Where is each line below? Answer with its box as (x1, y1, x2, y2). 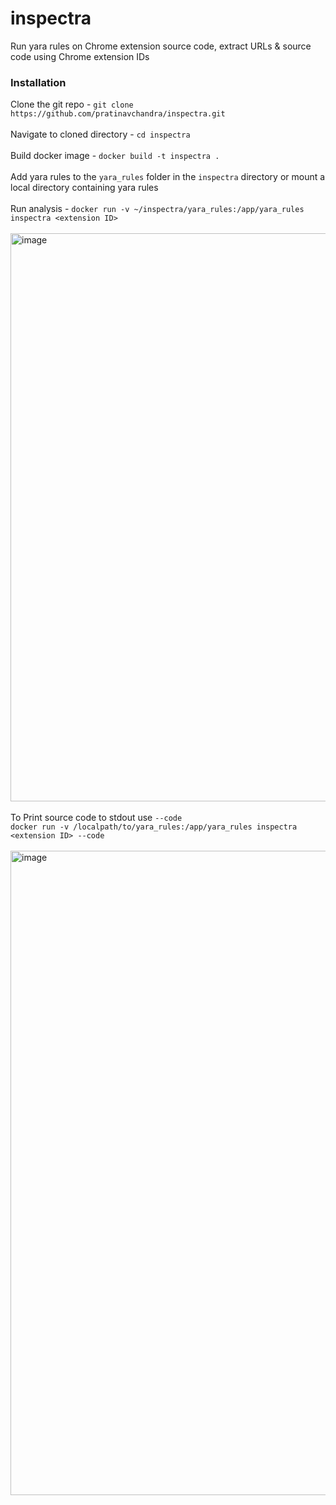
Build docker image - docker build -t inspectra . (10, 150, 220, 162)
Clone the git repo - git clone (10, 98, 134, 111)
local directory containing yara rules (10, 182, 159, 194)
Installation (10, 75, 67, 89)
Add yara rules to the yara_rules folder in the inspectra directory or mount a (10, 171, 326, 183)
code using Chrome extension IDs (10, 50, 150, 62)
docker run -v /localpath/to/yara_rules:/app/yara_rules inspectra (10, 822, 298, 832)
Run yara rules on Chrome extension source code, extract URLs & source (10, 40, 312, 52)
